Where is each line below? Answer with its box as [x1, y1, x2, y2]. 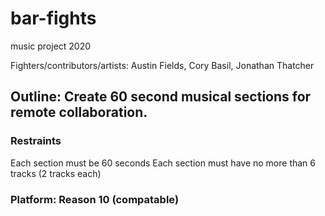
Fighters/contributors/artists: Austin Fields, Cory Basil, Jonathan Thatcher [10, 59, 315, 71]
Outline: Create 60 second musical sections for [10, 88, 312, 106]
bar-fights [10, 7, 97, 30]
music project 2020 [10, 40, 92, 52]
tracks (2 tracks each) [10, 167, 102, 179]
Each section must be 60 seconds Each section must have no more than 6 [10, 157, 317, 169]
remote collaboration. [10, 104, 148, 121]
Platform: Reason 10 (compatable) [10, 192, 180, 206]
